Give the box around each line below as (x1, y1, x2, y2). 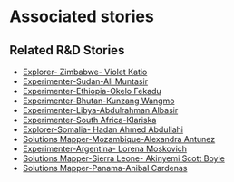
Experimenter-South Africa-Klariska (22, 115, 157, 125)
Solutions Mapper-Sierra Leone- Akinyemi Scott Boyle (22, 153, 225, 164)
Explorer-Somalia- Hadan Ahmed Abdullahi (22, 124, 184, 135)
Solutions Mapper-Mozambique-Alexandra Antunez (22, 134, 216, 144)
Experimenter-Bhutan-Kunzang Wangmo (22, 95, 175, 106)
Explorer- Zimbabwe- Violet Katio (22, 66, 148, 77)
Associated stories (9, 6, 154, 27)
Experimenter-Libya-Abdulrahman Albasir (22, 105, 179, 115)
